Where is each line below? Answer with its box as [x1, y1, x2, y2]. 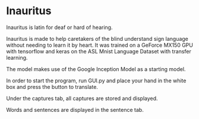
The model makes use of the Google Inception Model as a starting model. [6, 65, 186, 72]
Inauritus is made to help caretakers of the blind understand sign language [6, 35, 189, 42]
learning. [6, 54, 28, 61]
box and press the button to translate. [6, 83, 98, 90]
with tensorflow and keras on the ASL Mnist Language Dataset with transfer [6, 47, 192, 54]
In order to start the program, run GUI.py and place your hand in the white [6, 77, 187, 84]
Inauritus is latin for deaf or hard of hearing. [6, 24, 113, 31]
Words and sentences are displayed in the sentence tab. [6, 106, 144, 113]
